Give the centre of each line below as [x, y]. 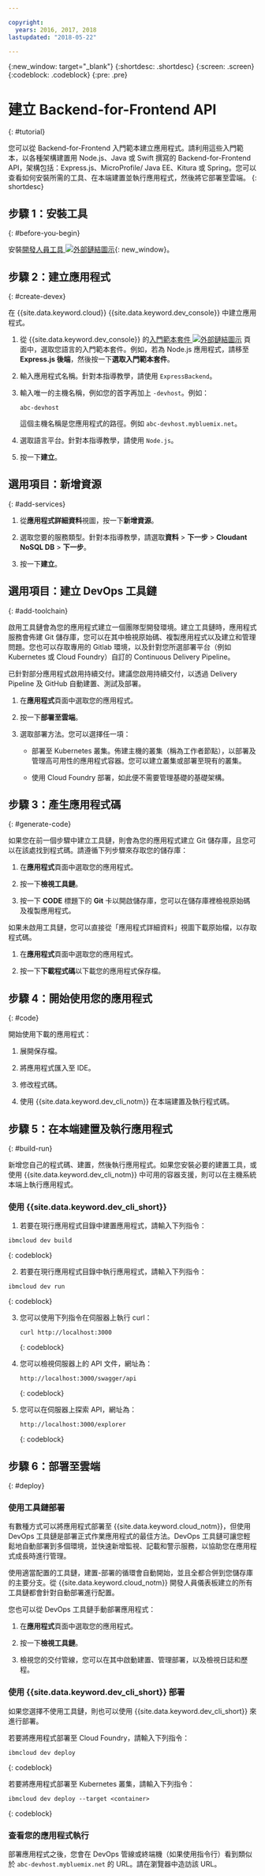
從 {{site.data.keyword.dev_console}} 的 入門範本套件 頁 [135, 339]
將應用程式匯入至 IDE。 [58, 1068]
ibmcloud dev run [37, 1287]
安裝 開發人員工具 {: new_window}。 [91, 249]
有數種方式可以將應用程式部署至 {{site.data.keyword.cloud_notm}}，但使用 [129, 1526]
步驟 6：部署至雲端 [54, 1466]
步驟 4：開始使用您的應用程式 [80, 998]
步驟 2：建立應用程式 [60, 277]
